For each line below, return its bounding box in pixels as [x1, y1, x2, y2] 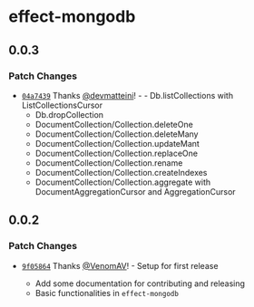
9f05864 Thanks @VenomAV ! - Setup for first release [21, 260, 219, 271]
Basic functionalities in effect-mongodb [34, 287, 179, 298]
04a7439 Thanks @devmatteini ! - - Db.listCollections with [21, 90, 233, 101]
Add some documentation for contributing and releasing [34, 278, 246, 289]
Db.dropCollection [34, 109, 104, 120]
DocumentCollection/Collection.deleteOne [34, 119, 194, 130]
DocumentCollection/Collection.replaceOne [34, 148, 199, 158]
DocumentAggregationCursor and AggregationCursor [34, 186, 237, 197]
